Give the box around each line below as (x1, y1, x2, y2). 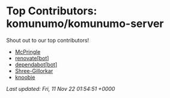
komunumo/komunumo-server (6, 17, 164, 30)
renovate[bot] (14, 54, 49, 62)
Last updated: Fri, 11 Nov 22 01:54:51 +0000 (6, 85, 115, 92)
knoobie (14, 73, 35, 81)
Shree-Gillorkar (14, 67, 53, 74)
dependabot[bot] (14, 61, 58, 68)
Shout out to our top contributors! (6, 36, 90, 44)
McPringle (14, 48, 41, 55)
